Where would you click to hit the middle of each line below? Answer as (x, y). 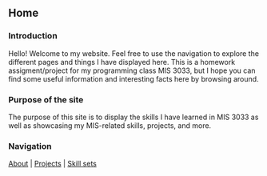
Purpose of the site (46, 99)
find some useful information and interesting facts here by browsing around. (133, 78)
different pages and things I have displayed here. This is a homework (122, 62)
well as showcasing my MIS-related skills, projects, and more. (110, 125)
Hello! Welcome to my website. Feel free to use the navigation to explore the (134, 53)
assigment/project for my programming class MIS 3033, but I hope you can (132, 70)
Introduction (33, 36)
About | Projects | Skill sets (53, 164)
